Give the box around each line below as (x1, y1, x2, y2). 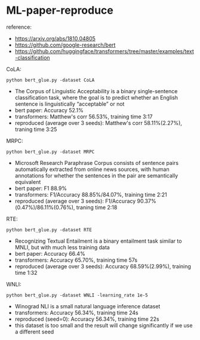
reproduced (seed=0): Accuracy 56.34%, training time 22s (14, 315, 159, 323)
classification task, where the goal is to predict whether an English (14, 94, 178, 101)
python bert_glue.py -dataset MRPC (6, 149, 95, 155)
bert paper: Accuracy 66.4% (14, 250, 85, 257)
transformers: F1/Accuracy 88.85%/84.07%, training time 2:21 (14, 191, 167, 198)
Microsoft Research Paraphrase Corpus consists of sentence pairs (14, 159, 179, 166)
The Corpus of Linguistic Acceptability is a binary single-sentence (14, 87, 178, 94)
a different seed (14, 328, 54, 335)
